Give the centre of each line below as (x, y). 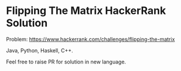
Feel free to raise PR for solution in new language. (66, 62)
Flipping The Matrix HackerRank (86, 11)
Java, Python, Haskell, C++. (40, 50)
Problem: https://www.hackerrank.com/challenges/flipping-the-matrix (90, 39)
